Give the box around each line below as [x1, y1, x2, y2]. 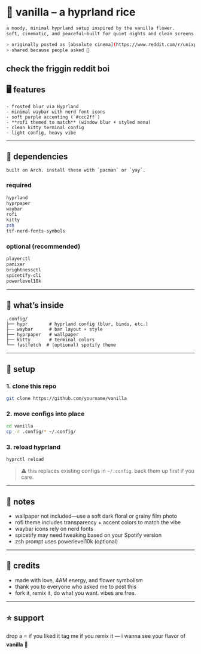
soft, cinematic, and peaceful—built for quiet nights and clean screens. [6, 30, 197, 36]
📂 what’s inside [6, 300, 64, 310]
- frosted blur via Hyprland [6, 103, 79, 109]
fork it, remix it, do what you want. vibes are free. [14, 589, 136, 597]
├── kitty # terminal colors [6, 337, 95, 343]
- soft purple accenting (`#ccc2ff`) [6, 114, 100, 120]
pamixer [6, 261, 26, 268]
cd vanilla [6, 423, 33, 429]
